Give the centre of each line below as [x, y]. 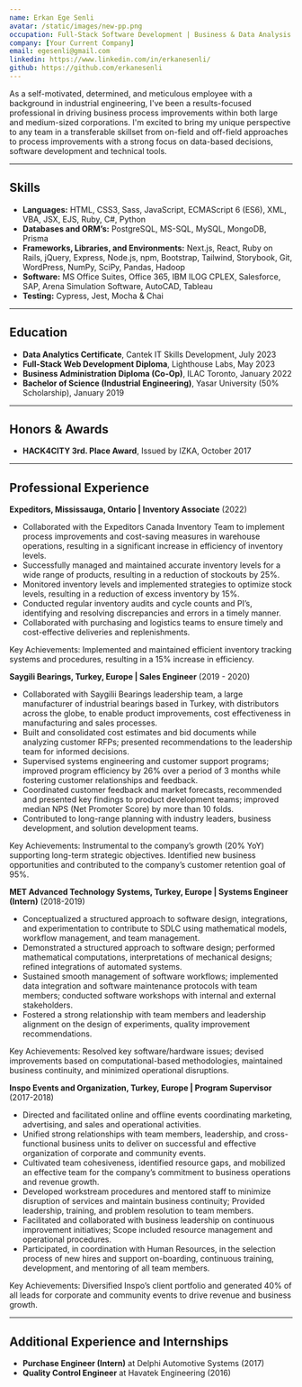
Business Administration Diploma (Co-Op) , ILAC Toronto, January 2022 [157, 373]
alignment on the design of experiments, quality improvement [136, 1025]
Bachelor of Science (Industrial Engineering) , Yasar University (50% [151, 383]
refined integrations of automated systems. [102, 967]
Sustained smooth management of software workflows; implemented [150, 976]
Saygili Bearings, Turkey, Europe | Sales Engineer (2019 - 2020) [130, 677]
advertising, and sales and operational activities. [112, 1125]
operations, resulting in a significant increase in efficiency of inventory [152, 546]
